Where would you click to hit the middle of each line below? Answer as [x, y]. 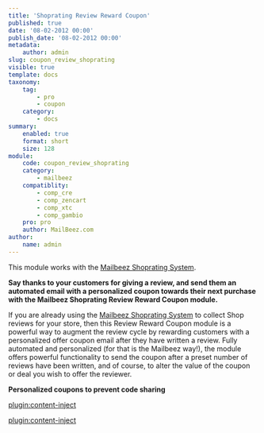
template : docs [33, 75]
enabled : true [46, 133]
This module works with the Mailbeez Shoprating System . [102, 267]
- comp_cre [55, 193]
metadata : [25, 45]
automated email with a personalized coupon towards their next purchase [132, 291]
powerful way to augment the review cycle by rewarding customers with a [129, 331]
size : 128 [39, 149]
